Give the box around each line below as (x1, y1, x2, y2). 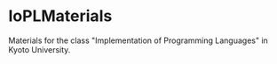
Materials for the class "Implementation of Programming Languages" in (8, 35, 268, 46)
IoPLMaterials (8, 6, 113, 26)
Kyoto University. (8, 44, 71, 54)
